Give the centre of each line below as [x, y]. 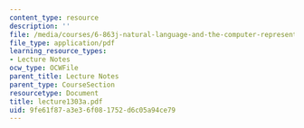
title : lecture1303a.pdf [56, 101]
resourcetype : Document [54, 93]
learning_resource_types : [58, 51]
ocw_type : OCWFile [44, 69]
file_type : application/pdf [62, 43]
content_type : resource [54, 18]
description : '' [40, 26]
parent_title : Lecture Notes [64, 77]
